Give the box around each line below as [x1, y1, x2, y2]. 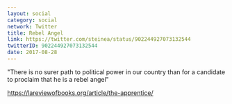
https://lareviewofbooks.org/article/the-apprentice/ [7, 88, 154, 97]
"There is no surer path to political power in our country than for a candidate [7, 67, 226, 76]
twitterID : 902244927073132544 [7, 42, 98, 49]
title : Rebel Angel [7, 29, 64, 37]
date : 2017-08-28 [7, 49, 58, 56]
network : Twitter [7, 23, 58, 30]
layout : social [7, 10, 51, 17]
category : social [7, 17, 58, 24]
